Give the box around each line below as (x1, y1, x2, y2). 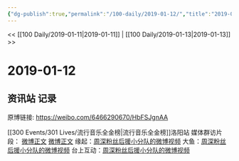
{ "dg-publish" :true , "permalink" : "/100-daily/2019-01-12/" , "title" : (7, 10, 212, 18)
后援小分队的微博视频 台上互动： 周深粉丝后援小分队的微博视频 (7, 145, 190, 154)
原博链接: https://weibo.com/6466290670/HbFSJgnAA (7, 113, 169, 121)
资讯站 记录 (7, 93, 57, 105)
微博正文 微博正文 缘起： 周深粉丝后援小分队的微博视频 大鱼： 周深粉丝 (21, 137, 226, 145)
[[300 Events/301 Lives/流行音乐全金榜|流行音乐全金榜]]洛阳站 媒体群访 (7, 128, 217, 136)
